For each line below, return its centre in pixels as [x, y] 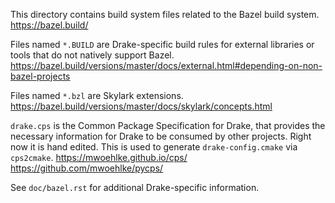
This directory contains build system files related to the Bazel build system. [165, 14]
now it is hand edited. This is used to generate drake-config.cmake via [154, 147]
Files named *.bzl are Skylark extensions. [97, 95]
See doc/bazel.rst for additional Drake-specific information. [135, 187]
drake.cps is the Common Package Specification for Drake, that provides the [168, 125]
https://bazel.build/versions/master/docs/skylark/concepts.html [141, 106]
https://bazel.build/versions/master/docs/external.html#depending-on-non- [166, 65]
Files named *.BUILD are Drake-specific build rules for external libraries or [162, 44]
